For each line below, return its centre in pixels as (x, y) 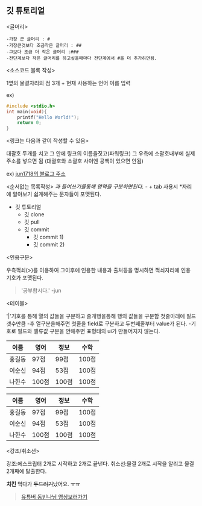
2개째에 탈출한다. (27, 471)
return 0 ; (30, 123)
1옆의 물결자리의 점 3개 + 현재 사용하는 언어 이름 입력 (68, 83)
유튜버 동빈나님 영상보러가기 (54, 497)
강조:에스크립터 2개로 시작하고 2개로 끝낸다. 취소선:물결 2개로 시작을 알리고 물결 (100, 464)
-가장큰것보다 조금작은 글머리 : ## (44, 45)
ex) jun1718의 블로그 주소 (36, 174)
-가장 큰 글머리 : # (28, 39)
